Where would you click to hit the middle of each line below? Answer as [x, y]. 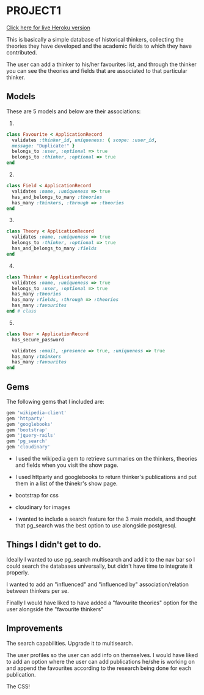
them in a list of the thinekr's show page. [66, 483]
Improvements [35, 629]
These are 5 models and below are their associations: [74, 111]
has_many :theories [37, 294]
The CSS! [18, 686]
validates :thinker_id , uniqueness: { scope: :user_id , [84, 140]
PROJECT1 [34, 11]
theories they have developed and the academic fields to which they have [99, 46]
